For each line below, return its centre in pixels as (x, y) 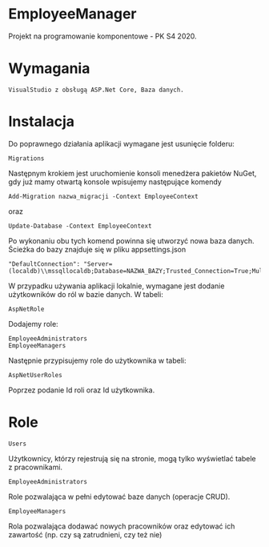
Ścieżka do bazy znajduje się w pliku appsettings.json (97, 249)
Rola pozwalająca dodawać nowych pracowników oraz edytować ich (122, 526)
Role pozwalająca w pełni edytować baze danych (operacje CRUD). (119, 497)
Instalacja (41, 122)
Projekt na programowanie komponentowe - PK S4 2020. (103, 36)
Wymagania (49, 68)
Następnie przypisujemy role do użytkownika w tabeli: (97, 360)
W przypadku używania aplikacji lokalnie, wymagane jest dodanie (116, 286)
